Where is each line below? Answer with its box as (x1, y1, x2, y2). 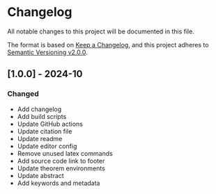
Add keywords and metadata (17, 179, 100, 187)
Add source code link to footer (17, 156, 105, 165)
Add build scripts (17, 112, 67, 120)
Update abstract (17, 171, 64, 179)
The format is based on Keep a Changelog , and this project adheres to (7, 40, 209, 49)
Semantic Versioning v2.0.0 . (7, 48, 88, 56)
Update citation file (17, 127, 72, 136)
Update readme (17, 134, 63, 143)
